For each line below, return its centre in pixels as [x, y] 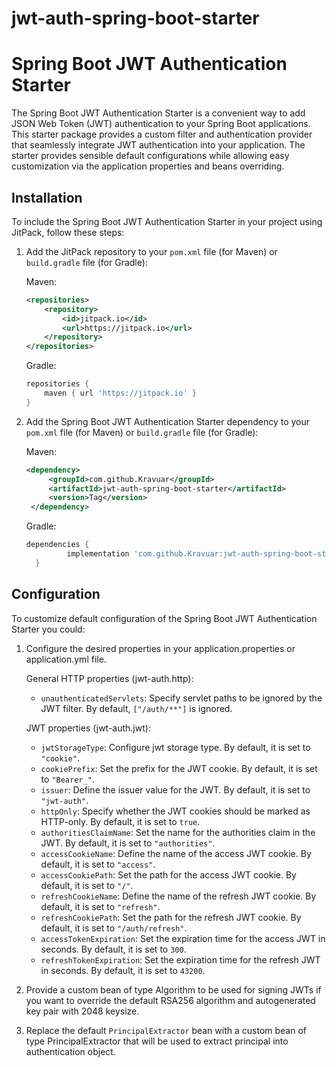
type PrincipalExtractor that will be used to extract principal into [157, 1041]
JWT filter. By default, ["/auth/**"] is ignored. [136, 708]
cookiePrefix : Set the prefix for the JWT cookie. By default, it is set [179, 768]
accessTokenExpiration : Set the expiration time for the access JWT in [183, 938]
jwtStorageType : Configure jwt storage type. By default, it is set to [175, 747]
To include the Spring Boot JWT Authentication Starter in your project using [167, 221]
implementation [98, 554]
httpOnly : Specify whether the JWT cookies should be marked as [175, 811]
